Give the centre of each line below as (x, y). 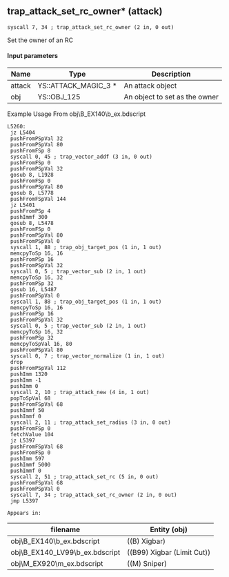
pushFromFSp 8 (30, 151)
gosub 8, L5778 (32, 193)
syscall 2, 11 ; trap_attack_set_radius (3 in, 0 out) (90, 423)
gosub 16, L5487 (33, 290)
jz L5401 (23, 205)
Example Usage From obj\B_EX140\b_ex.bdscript (77, 114)
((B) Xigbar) (146, 541)
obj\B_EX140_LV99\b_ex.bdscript (66, 553)
